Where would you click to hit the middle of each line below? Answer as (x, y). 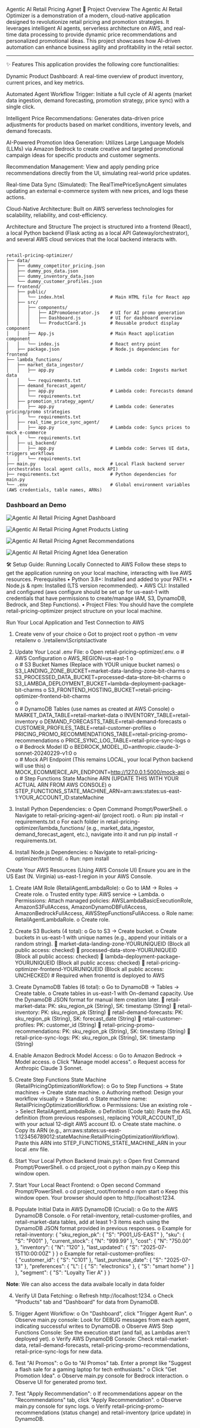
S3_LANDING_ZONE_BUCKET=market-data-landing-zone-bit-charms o (102, 671)
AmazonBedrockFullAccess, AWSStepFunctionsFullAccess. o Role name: (104, 913)
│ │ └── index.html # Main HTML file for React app (98, 297)
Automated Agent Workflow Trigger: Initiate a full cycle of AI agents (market (99, 94)
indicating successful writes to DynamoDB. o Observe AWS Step (94, 1326)
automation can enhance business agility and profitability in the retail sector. (100, 47)
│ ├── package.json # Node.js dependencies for (93, 349)
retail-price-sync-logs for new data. (59, 1352)
